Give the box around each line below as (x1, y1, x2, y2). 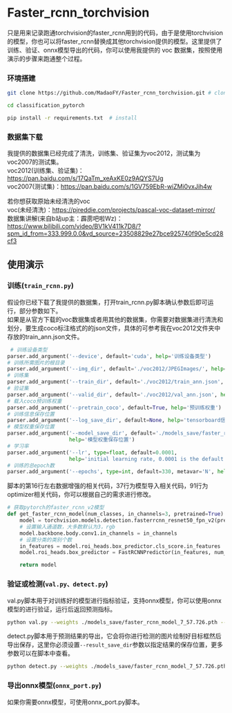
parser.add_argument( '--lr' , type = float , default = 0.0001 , (7, 449, 177, 456)
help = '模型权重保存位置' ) (68, 437, 135, 444)
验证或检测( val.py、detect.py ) (7, 579, 108, 589)
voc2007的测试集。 (7, 158, 63, 167)
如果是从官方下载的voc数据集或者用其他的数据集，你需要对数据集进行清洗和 (7, 315, 223, 323)
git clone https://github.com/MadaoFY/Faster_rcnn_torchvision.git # (7, 90, 212, 97)
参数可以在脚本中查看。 (7, 649, 74, 658)
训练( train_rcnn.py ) (7, 281, 74, 291)
